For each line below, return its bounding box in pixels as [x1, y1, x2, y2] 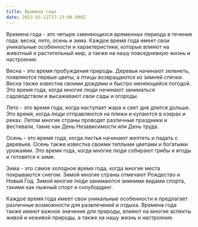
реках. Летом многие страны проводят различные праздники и [6, 116, 167, 123]
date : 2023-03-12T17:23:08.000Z [6, 14, 86, 20]
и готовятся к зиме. [6, 153, 56, 160]
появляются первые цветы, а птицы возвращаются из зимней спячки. [6, 73, 183, 81]
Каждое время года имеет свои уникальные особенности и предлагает [6, 195, 188, 202]
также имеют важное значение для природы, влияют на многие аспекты [6, 207, 191, 215]
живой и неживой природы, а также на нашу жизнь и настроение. [6, 214, 174, 221]
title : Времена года [6, 8, 57, 15]
